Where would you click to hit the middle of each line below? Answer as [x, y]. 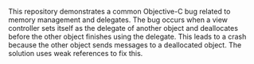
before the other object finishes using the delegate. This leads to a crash [127, 36]
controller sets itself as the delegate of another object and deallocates [123, 28]
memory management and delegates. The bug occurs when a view [118, 20]
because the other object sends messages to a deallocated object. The [125, 45]
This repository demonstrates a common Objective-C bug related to [119, 11]
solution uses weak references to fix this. [76, 53]
